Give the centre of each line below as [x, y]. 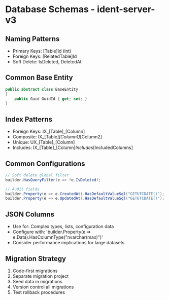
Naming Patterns [32, 39]
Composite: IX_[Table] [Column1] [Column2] [57, 137]
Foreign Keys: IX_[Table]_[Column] [49, 132]
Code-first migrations [35, 271]
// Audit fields [22, 189]
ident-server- [126, 9]
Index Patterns [29, 119]
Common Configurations [45, 163]
